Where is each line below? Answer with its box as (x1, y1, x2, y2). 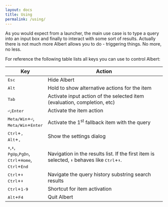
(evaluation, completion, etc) (47, 99, 115, 106)
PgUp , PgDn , (7, 150, 30, 157)
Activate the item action (47, 107, 103, 114)
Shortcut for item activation (47, 185, 112, 192)
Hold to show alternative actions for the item (47, 85, 151, 92)
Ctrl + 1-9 (7, 185, 28, 192)
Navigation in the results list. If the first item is (47, 150, 155, 157)
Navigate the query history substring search (47, 171, 151, 178)
